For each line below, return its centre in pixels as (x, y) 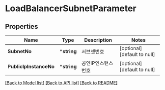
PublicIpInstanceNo (31, 66)
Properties (22, 27)
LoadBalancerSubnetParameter (71, 9)
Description (98, 40)
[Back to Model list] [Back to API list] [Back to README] (61, 83)
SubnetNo (20, 51)
